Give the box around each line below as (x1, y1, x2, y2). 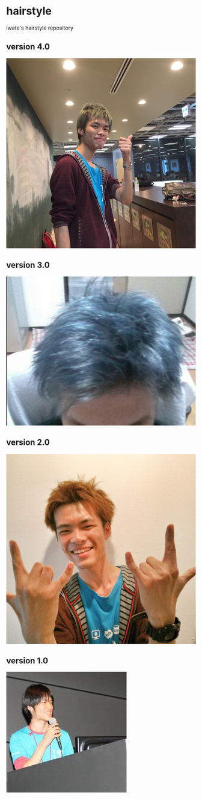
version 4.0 (6, 42, 50, 52)
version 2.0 (6, 438, 50, 448)
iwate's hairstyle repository (6, 24, 74, 31)
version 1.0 (6, 655, 49, 666)
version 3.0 (6, 260, 50, 270)
